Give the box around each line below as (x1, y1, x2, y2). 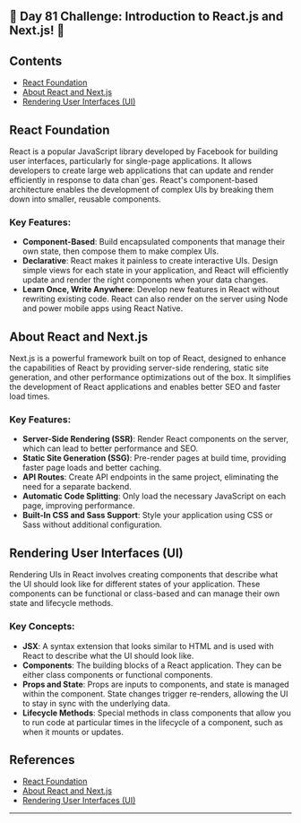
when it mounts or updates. (21, 726, 124, 737)
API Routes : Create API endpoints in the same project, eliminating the (21, 472, 279, 482)
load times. (9, 391, 51, 402)
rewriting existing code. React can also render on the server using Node (21, 293, 288, 305)
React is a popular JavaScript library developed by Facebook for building (9, 146, 279, 157)
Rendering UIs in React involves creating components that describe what (9, 569, 279, 580)
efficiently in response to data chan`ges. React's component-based (9, 175, 258, 186)
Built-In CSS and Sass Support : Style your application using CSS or (21, 510, 273, 521)
